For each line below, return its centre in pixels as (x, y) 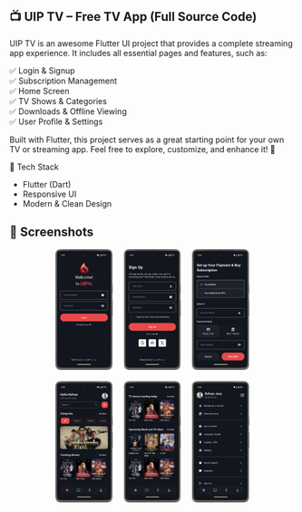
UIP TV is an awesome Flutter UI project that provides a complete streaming (151, 43)
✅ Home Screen (39, 91)
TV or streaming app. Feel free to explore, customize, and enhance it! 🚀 (142, 149)
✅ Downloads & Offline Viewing (68, 111)
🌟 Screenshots (52, 232)
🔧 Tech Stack (34, 167)
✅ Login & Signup (42, 70)
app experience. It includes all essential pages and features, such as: (138, 53)
